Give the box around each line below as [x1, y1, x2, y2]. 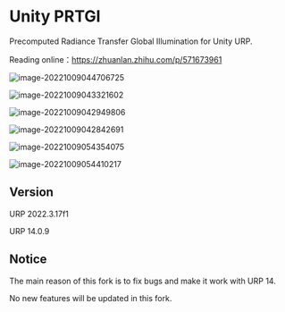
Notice [9, 252, 47, 267]
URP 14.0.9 [9, 225, 50, 236]
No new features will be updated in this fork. [9, 292, 172, 303]
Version [9, 185, 54, 200]
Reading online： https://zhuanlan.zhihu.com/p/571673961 [9, 54, 222, 64]
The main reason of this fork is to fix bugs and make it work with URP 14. [9, 275, 277, 286]
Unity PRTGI [9, 6, 101, 27]
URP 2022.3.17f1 [9, 208, 70, 219]
